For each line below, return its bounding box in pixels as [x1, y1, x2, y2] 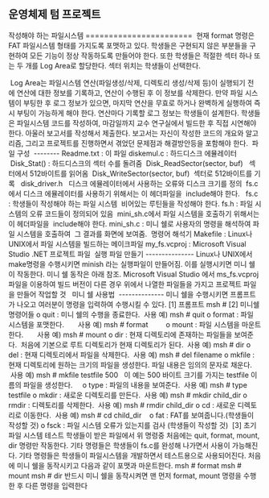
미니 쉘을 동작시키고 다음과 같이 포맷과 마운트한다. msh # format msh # [16, 460, 243, 470]
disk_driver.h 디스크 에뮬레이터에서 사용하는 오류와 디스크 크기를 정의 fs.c [20, 178, 259, 188]
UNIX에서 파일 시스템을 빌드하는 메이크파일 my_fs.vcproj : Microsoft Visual [8, 239, 247, 248]
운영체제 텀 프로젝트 [8, 7, 101, 22]
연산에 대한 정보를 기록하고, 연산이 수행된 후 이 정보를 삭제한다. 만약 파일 [16, 88, 243, 98]
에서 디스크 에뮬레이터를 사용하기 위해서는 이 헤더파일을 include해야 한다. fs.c [8, 189, 259, 198]
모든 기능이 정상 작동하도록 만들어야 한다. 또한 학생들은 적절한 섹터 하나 [29, 51, 253, 60]
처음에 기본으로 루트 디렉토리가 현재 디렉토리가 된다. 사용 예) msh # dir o [20, 339, 251, 349]
